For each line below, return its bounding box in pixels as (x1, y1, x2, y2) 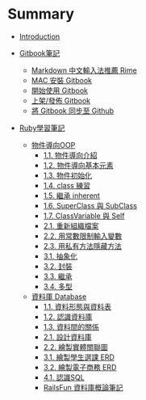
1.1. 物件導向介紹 (43, 150, 98, 160)
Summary (7, 5, 74, 23)
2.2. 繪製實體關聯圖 (43, 342, 108, 352)
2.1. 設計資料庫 (43, 332, 92, 342)
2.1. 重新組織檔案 (43, 221, 99, 230)
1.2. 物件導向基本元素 (43, 160, 114, 170)
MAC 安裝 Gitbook (31, 75, 92, 85)
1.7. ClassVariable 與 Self (43, 211, 125, 221)
